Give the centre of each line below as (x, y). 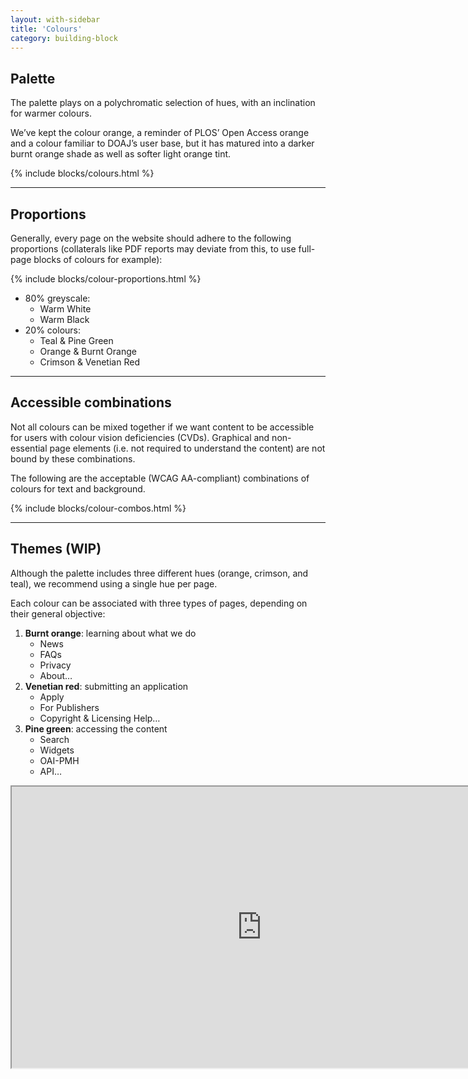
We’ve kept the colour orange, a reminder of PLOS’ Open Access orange (160, 133)
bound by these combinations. (73, 458)
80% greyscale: (57, 298)
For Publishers (69, 707)
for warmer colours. (51, 113)
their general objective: (58, 613)
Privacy (55, 665)
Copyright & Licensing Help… (100, 718)
